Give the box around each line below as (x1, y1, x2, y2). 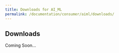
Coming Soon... (5, 42, 37, 49)
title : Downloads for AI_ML (5, 7, 62, 12)
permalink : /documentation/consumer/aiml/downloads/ (5, 12, 115, 17)
